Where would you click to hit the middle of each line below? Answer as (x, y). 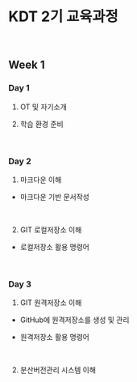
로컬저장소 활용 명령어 (55, 247)
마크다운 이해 (41, 180)
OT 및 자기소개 (43, 107)
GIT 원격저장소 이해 (51, 303)
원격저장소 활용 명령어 (55, 337)
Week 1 (27, 65)
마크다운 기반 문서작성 (55, 197)
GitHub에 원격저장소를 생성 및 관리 (75, 320)
